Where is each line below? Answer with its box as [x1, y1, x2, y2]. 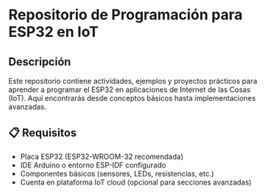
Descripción [8, 55, 71, 68]
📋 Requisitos [8, 127, 77, 140]
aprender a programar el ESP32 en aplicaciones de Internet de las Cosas [8, 85, 251, 94]
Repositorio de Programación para [8, 6, 243, 24]
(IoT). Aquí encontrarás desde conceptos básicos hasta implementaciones [8, 93, 256, 102]
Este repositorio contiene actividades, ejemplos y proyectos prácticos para [8, 77, 258, 85]
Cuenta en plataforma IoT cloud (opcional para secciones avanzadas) [19, 177, 252, 187]
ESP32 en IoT [8, 23, 99, 41]
